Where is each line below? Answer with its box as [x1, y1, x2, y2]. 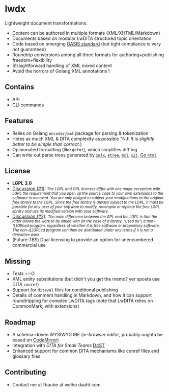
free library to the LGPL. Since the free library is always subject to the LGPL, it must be [12, 200, 164, 205]
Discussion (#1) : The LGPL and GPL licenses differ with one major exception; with [12, 186, 161, 192]
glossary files [12, 353, 41, 359]
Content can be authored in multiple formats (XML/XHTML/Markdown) [12, 30, 161, 36]
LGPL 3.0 [12, 180, 32, 187]
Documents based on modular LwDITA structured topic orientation [12, 35, 152, 41]
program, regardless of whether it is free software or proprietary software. [30, 223, 160, 228]
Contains [5, 83, 34, 91]
